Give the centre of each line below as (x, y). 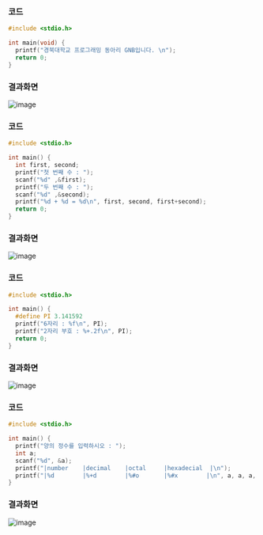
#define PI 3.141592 (49, 317)
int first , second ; (47, 165)
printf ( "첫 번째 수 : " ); (54, 172)
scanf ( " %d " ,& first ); (51, 180)
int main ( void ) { (37, 43)
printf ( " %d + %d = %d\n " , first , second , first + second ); (111, 202)
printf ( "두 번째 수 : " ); (54, 187)
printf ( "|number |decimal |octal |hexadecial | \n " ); (123, 468)
